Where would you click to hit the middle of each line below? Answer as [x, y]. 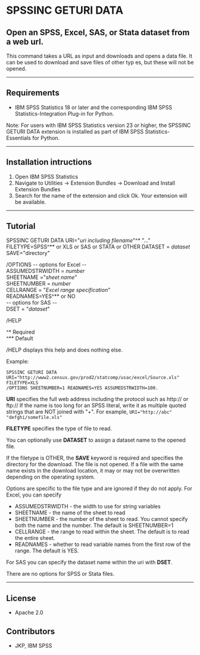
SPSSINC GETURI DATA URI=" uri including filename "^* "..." [78, 240]
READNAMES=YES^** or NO [41, 296]
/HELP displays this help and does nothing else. [65, 350]
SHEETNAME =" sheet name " [42, 277]
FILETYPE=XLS [22, 383]
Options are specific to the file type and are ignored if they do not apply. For [99, 489]
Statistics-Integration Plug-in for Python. [64, 113]
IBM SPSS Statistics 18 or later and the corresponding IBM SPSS [93, 107]
